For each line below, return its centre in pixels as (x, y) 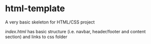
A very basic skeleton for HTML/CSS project (50, 22)
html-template (35, 9)
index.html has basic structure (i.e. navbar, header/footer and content (75, 31)
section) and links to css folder (36, 37)
